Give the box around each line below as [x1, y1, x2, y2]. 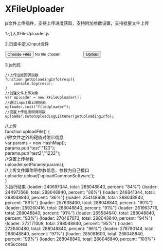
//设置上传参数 [5, 156, 34, 162]
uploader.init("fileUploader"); [5, 104, 71, 109]
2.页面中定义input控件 [5, 41, 49, 47]
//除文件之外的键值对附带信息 [5, 134, 64, 140]
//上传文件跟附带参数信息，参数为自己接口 [5, 167, 90, 173]
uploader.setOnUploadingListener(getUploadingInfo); [5, 114, 114, 119]
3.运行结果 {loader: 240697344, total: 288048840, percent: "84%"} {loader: [5, 184, 158, 189]
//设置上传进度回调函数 [5, 109, 46, 114]
